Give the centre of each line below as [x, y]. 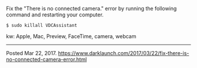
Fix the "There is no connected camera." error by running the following [91, 8]
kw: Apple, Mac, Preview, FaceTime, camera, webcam [71, 36]
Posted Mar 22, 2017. [31, 53]
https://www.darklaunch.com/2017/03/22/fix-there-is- [123, 53]
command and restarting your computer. [55, 15]
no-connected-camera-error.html [46, 59]
